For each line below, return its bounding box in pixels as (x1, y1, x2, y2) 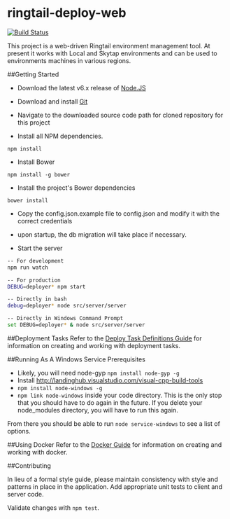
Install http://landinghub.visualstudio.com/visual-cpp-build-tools (17, 376, 203, 385)
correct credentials (17, 216, 73, 225)
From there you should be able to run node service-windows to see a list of (7, 419, 220, 428)
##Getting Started (7, 70, 59, 78)
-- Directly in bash (7, 296, 68, 303)
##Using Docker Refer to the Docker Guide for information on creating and (7, 440, 222, 449)
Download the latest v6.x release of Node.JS (17, 83, 146, 92)
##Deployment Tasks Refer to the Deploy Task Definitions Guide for (7, 334, 203, 342)
